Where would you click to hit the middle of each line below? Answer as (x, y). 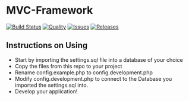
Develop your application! (46, 91)
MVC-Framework (50, 10)
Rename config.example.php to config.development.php (84, 72)
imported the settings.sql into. (51, 85)
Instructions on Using (47, 45)
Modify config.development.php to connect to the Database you (93, 78)
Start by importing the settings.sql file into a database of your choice (99, 59)
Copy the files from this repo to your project (68, 66)
